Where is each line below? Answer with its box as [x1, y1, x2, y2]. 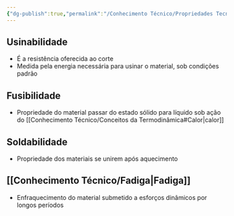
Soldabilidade [6, 136, 68, 147]
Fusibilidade [6, 89, 61, 101]
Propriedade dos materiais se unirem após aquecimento [16, 154, 178, 163]
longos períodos [16, 201, 64, 209]
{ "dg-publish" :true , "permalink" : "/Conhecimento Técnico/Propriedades [6, 10, 214, 17]
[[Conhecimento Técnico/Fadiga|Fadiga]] [6, 175, 191, 187]
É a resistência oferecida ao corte [16, 55, 114, 63]
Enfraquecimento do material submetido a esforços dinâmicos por [16, 193, 207, 201]
